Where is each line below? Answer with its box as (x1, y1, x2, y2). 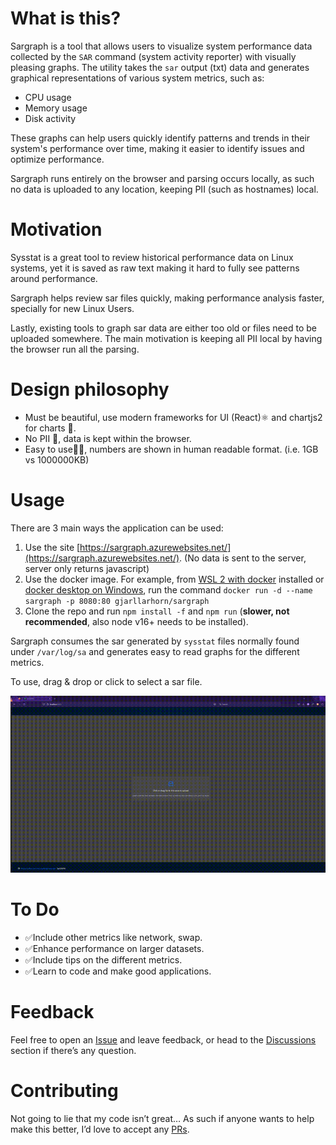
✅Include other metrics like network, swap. (24, 931, 203, 943)
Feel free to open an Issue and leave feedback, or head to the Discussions (10, 1033, 317, 1046)
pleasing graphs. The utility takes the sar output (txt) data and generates (10, 61, 310, 73)
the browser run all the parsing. (10, 343, 140, 355)
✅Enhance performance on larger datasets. (24, 942, 205, 954)
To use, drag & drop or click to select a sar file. (10, 675, 203, 687)
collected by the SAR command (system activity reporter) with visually (10, 50, 297, 62)
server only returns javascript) (24, 562, 150, 574)
